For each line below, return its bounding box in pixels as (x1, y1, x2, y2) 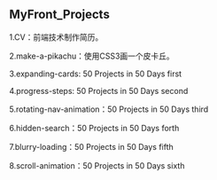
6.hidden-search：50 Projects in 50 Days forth (9, 122, 180, 133)
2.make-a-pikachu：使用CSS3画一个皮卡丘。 (9, 51, 174, 61)
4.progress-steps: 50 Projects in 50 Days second (9, 85, 189, 96)
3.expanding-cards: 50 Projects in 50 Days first (9, 68, 182, 79)
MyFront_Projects (9, 7, 111, 22)
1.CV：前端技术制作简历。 (9, 31, 104, 43)
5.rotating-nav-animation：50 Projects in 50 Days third (9, 104, 209, 114)
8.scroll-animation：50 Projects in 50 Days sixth (9, 160, 185, 171)
